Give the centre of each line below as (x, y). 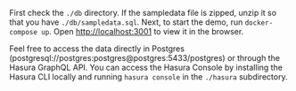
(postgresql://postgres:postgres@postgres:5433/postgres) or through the (145, 58)
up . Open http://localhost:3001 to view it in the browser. (143, 31)
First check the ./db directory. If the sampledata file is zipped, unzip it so (143, 13)
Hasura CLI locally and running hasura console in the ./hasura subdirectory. (148, 77)
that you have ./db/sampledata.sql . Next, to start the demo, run (126, 22)
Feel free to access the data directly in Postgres (97, 49)
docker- (259, 23)
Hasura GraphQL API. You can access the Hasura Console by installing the (146, 67)
